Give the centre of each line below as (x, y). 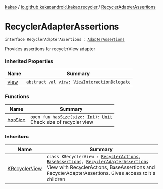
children (56, 179)
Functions (17, 97)
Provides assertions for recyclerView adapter (50, 49)
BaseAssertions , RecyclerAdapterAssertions (98, 162)
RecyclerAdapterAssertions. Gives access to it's (101, 173)
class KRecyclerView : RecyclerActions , (94, 157)
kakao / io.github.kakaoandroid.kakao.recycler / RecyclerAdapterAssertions (81, 7)
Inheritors (17, 137)
